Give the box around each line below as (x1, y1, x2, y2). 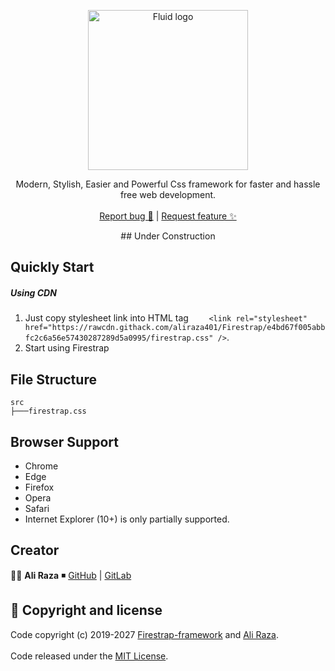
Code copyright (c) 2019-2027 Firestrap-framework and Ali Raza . (10, 628, 280, 640)
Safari (24, 502, 50, 514)
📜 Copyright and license (10, 602, 163, 619)
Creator (10, 542, 60, 559)
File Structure (10, 371, 97, 388)
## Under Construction (120, 230, 216, 242)
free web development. (119, 189, 217, 200)
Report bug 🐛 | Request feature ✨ (99, 210, 237, 222)
